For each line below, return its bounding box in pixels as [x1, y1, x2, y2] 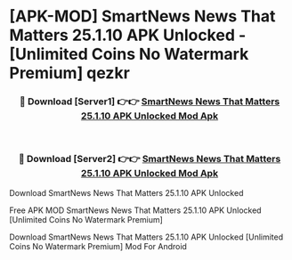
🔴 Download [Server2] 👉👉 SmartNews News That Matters [18, 153, 281, 166]
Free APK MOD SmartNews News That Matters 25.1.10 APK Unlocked [9, 205, 262, 215]
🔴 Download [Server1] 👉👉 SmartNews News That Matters [19, 95, 280, 108]
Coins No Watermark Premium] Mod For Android [9, 240, 187, 251]
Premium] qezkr [9, 63, 131, 84]
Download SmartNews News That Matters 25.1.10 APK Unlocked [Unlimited [9, 232, 284, 242]
